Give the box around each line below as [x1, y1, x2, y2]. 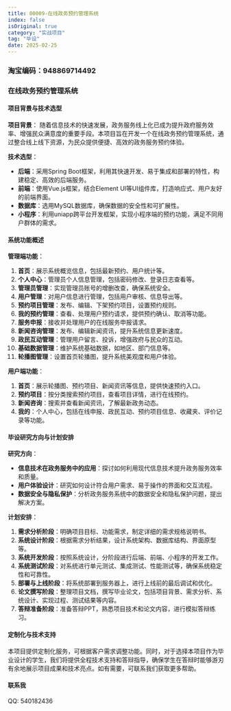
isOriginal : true [8, 23, 58, 30]
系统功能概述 [8, 235, 44, 244]
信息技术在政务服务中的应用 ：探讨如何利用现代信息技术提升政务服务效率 [17, 464, 222, 472]
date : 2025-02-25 [8, 42, 58, 49]
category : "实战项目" [8, 29, 66, 36]
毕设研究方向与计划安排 [8, 433, 74, 441]
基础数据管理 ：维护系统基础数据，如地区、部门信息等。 [17, 344, 174, 352]
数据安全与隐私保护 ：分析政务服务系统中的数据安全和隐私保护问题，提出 [17, 490, 222, 498]
